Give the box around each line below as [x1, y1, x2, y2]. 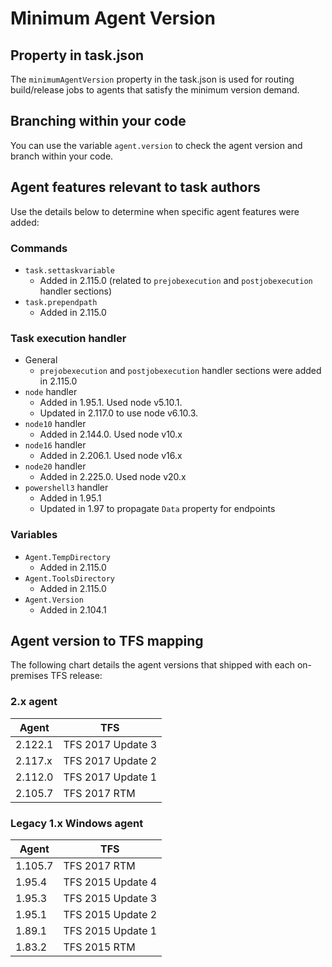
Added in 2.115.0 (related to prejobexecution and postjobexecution [39, 274, 313, 286]
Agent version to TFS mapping [10, 632, 204, 649]
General [24, 354, 58, 366]
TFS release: [50, 670, 103, 682]
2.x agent [10, 695, 58, 709]
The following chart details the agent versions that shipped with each [10, 659, 295, 671]
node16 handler [24, 439, 87, 451]
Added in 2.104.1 [39, 603, 107, 616]
